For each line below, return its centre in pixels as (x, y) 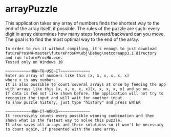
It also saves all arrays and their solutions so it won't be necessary (84, 125)
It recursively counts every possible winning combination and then (80, 116)
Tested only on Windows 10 (34, 62)
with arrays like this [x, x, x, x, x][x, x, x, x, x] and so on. (78, 89)
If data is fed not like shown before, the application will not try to (84, 93)
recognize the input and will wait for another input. (65, 98)
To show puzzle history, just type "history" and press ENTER (73, 102)
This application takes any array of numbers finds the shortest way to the (82, 23)
